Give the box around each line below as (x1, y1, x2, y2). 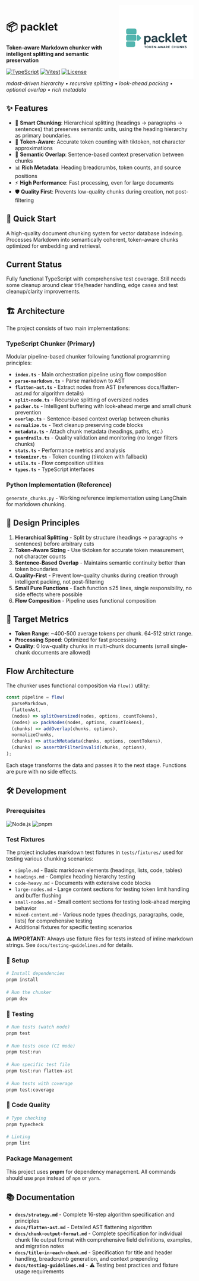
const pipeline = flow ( (6, 694, 65, 700)
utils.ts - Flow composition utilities (14, 460, 104, 467)
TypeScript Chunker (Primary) (6, 339, 95, 348)
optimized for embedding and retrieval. (6, 242, 102, 250)
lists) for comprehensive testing (14, 917, 93, 924)
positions (14, 172, 37, 179)
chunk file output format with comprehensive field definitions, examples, (14, 1236, 192, 1243)
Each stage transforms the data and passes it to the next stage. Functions (6, 761, 187, 769)
